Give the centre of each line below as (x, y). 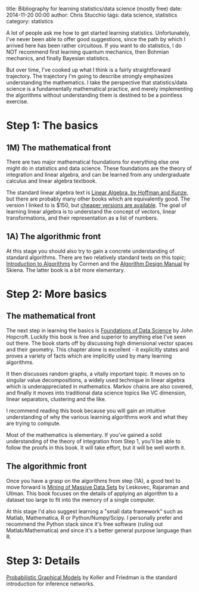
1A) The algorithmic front (54, 237)
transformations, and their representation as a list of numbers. (82, 218)
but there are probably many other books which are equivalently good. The (98, 199)
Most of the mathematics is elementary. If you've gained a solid (84, 434)
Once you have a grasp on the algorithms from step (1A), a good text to (93, 480)
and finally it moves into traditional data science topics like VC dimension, (96, 393)
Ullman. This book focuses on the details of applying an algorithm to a (92, 493)
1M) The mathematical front (59, 148)
